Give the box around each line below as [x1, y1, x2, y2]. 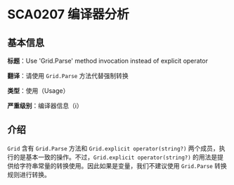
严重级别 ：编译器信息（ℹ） [7, 101, 83, 110]
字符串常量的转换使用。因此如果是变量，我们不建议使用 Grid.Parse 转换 [19, 161, 227, 170]
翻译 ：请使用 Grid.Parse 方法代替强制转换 [7, 72, 129, 79]
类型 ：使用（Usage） [7, 87, 70, 95]
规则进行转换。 [7, 170, 51, 179]
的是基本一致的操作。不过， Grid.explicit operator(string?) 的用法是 [13, 153, 218, 161]
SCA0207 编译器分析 [7, 6, 129, 23]
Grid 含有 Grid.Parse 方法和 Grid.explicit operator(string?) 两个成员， [7, 143, 219, 152]
